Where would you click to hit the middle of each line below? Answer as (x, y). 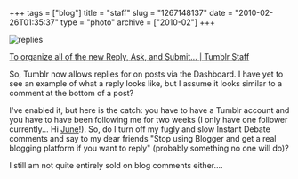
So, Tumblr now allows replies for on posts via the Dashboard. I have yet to (146, 74)
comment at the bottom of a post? (72, 93)
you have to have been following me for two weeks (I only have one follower (149, 120)
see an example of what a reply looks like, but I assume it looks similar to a (146, 83)
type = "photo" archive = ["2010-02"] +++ (138, 22)
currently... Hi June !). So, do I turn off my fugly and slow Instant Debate (140, 129)
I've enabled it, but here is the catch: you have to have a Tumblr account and (149, 110)
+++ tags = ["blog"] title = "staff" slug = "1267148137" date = (121, 13)
